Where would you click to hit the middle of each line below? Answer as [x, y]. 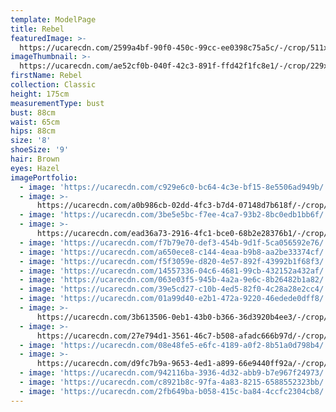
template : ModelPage [53, 19]
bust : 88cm [33, 112]
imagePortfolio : [44, 177]
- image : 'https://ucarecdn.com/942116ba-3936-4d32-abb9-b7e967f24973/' [174, 373]
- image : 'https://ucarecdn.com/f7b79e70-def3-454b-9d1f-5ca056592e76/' [174, 242]
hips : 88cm [33, 131]
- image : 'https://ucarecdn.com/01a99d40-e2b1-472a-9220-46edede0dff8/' [174, 299]
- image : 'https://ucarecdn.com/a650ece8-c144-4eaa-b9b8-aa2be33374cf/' [174, 252]
